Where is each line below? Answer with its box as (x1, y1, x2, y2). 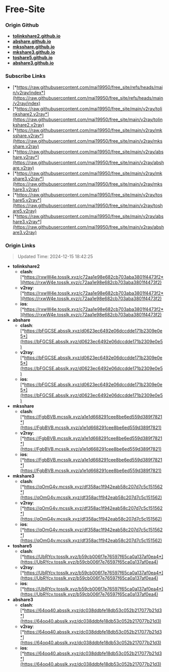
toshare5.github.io (12, 55, 53, 61)
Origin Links (5, 242, 36, 249)
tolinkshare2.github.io (12, 33, 61, 39)
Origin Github (5, 22, 39, 29)
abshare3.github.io (12, 60, 54, 66)
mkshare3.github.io (12, 49, 55, 55)
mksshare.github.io (12, 44, 55, 50)
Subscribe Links (5, 72, 46, 79)
